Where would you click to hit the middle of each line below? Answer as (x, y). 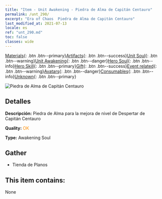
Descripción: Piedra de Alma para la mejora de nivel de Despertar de (75, 113)
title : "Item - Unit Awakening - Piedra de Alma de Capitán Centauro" (79, 10)
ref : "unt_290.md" (24, 32)
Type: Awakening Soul (28, 138)
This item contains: (35, 180)
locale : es (16, 28)
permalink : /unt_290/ (27, 14)
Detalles (18, 101)
